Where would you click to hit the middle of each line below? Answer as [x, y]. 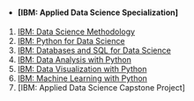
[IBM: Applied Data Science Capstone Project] [101, 88]
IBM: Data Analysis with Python [75, 60]
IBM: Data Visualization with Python [82, 69]
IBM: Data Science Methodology [76, 32]
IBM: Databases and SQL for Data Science [94, 50]
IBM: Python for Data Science [71, 41]
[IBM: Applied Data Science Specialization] [98, 12]
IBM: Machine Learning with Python [82, 78]
